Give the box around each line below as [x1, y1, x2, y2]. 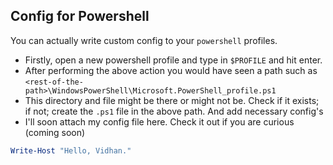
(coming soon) [24, 126, 86, 138]
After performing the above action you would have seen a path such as [24, 64, 318, 76]
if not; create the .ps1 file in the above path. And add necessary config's [24, 105, 324, 117]
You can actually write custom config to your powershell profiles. [10, 34, 278, 46]
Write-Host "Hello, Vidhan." [10, 145, 132, 156]
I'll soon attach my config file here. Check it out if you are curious [24, 115, 295, 128]
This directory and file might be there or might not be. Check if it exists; [24, 94, 320, 106]
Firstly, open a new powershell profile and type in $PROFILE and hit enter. [24, 54, 323, 66]
